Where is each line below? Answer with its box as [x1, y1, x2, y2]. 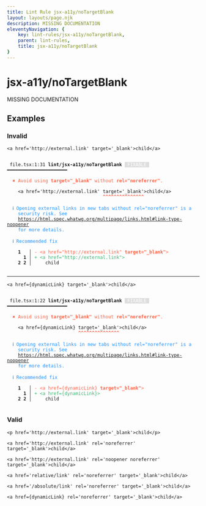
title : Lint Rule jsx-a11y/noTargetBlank [7, 9, 114, 15]
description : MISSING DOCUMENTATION [7, 20, 100, 26]
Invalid [7, 132, 28, 140]
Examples [7, 113, 45, 124]
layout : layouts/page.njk [7, 15, 73, 21]
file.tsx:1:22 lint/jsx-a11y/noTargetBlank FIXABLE [9, 298, 147, 304]
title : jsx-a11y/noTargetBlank [18, 44, 98, 50]
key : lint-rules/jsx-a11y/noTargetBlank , [18, 32, 125, 38]
